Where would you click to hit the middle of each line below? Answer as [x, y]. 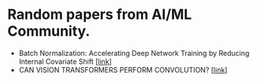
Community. [49, 31]
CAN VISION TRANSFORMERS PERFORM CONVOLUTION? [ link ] [123, 69]
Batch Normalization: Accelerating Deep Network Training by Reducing [134, 53]
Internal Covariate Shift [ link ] [65, 61]
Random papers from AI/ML [100, 15]
